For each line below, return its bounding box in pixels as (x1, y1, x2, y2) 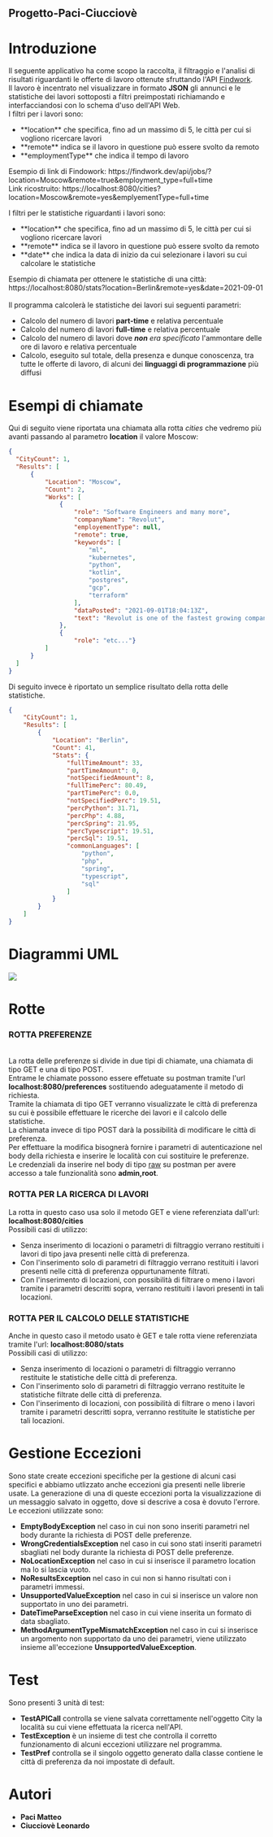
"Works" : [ (44, 493, 82, 501)
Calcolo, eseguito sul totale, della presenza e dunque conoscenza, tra (19, 350, 254, 360)
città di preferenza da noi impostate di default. (19, 1756, 175, 1766)
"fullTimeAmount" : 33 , (66, 759, 144, 767)
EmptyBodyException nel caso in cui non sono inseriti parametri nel (19, 1521, 250, 1531)
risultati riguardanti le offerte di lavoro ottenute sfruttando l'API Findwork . (8, 75, 253, 85)
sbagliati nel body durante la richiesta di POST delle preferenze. (19, 1547, 234, 1556)
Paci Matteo (19, 1812, 63, 1822)
